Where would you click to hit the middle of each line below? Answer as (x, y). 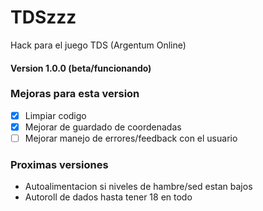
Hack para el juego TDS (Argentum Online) (98, 45)
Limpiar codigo (55, 115)
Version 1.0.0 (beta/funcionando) (81, 68)
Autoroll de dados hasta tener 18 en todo (108, 197)
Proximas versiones (59, 164)
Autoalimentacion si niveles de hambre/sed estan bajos (138, 187)
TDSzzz (43, 17)
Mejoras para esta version (75, 94)
